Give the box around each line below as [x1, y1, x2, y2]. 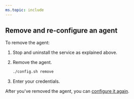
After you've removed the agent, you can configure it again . [5, 88, 130, 94]
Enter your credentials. [12, 78, 60, 84]
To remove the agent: [5, 40, 50, 46]
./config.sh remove [12, 69, 54, 74]
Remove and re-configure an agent [5, 26, 118, 35]
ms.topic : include [5, 7, 44, 13]
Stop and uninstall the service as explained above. [12, 49, 118, 56]
